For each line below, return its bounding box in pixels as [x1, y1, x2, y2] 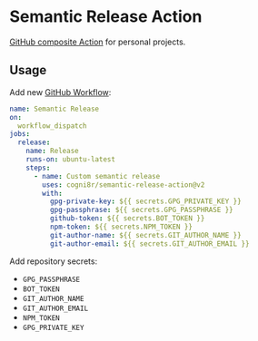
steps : [25, 163, 51, 172]
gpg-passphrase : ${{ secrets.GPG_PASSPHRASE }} [49, 206, 233, 215]
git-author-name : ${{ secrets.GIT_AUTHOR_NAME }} [49, 230, 243, 239]
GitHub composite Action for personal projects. [9, 36, 186, 47]
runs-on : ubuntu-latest [25, 155, 116, 164]
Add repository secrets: [9, 256, 98, 267]
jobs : [9, 130, 30, 139]
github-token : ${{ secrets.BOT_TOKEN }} [49, 214, 205, 223]
